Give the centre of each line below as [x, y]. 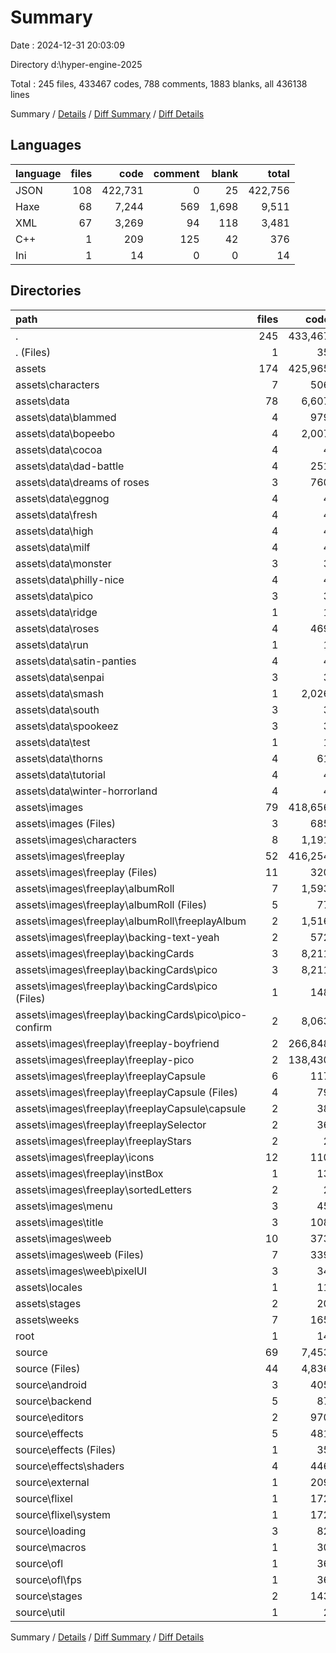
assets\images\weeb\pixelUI [81, 1271]
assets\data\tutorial [60, 774]
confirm [34, 1027]
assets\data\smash [60, 693]
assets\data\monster [63, 563]
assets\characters [57, 384]
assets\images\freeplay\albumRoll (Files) [111, 904]
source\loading [51, 1531]
